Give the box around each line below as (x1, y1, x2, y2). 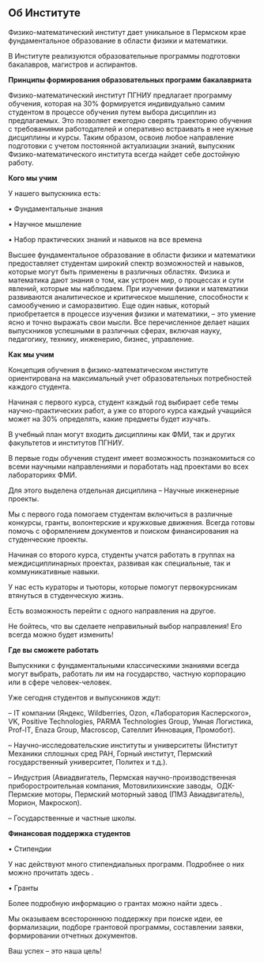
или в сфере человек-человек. (8, 677, 112, 687)
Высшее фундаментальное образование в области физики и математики (8, 250, 255, 259)
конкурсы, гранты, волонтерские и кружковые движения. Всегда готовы (8, 517, 255, 527)
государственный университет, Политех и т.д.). (8, 757, 168, 766)
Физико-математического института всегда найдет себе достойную (8, 149, 240, 159)
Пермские (8, 789, 43, 799)
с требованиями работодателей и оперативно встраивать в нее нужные (8, 124, 254, 133)
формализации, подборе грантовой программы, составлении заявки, (8, 922, 243, 931)
